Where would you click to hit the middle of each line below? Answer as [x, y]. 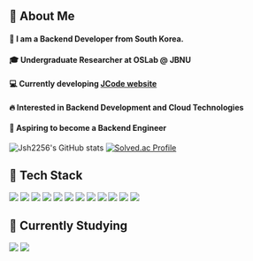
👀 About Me [42, 16]
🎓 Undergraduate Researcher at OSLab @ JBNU [100, 59]
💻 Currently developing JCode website [83, 84]
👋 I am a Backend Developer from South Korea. [96, 38]
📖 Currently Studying [69, 226]
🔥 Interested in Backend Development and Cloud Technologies [126, 107]
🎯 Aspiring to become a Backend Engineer [88, 128]
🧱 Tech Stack [46, 176]
